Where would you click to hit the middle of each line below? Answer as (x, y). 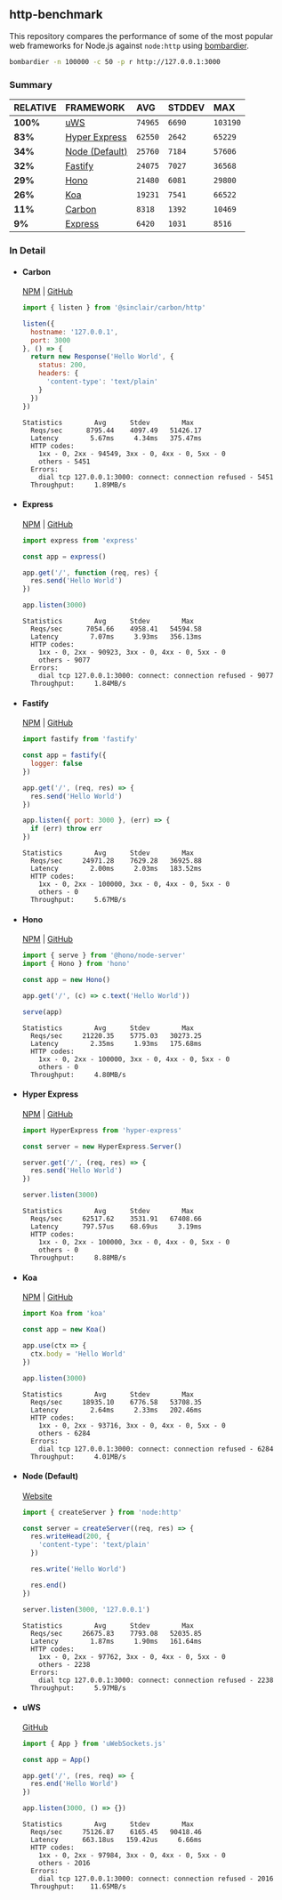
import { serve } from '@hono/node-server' (104, 955)
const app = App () (56, 1759)
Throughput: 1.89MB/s (78, 485)
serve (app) (42, 1012)
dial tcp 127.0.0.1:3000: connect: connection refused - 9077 (156, 676)
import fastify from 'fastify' (80, 739)
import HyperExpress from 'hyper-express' (102, 1130)
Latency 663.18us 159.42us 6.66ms (116, 1840)
